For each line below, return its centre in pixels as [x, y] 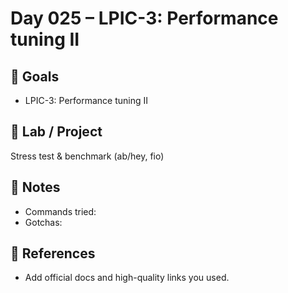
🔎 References [53, 253]
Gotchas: [43, 222]
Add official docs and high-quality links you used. [127, 278]
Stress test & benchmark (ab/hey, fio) [87, 156]
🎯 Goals [35, 76]
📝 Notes [35, 187]
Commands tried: [60, 211]
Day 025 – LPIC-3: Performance [144, 18]
